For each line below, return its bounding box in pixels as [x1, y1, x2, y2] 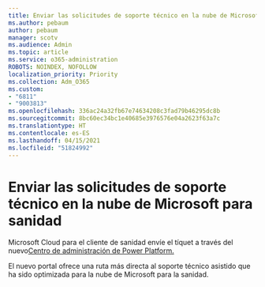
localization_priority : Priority [8, 70, 118, 78]
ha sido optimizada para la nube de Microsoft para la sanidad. [8, 270, 209, 279]
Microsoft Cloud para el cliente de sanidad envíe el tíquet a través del [8, 238, 233, 247]
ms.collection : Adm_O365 [8, 77, 90, 85]
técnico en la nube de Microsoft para [8, 194, 253, 213]
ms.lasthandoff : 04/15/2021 [8, 136, 101, 145]
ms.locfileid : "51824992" [8, 144, 93, 152]
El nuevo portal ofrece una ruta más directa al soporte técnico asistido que [8, 262, 251, 271]
